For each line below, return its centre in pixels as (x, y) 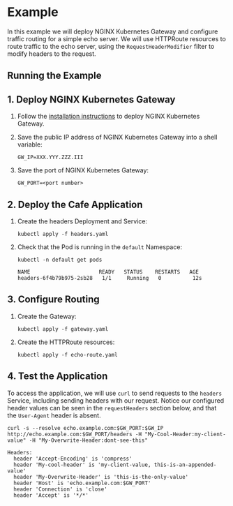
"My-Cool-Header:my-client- (185, 434)
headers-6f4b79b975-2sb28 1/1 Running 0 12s (110, 278)
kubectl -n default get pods (60, 260)
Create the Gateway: (47, 316)
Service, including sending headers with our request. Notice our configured (116, 400)
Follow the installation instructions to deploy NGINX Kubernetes (108, 117)
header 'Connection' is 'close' (61, 489)
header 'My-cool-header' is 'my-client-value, (82, 465)
